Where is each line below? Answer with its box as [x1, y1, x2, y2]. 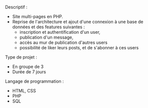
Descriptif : [5, 4, 28, 10]
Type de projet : [5, 54, 37, 60]
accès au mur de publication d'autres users [19, 40, 108, 45]
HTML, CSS [12, 88, 36, 93]
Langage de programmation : [5, 78, 64, 84]
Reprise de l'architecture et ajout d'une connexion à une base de [12, 19, 144, 24]
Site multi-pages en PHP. [12, 14, 63, 19]
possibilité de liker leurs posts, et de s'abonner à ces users [19, 45, 139, 50]
